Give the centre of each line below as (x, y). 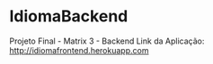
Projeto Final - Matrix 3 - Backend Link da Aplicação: (107, 41)
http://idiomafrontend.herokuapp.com (79, 50)
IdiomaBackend (69, 16)
